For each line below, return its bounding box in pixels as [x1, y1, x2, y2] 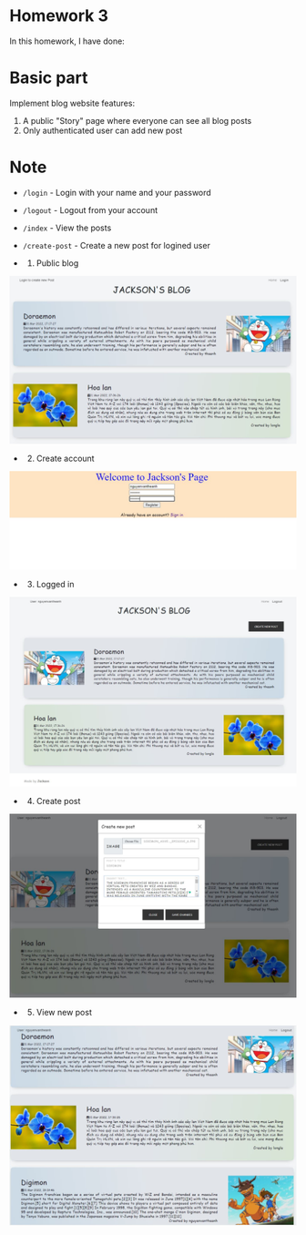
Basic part [9, 67, 88, 88]
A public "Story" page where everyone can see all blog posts [22, 115, 252, 126]
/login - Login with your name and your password [22, 187, 211, 198]
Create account [36, 453, 95, 464]
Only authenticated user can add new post [22, 125, 183, 136]
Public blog [36, 257, 79, 269]
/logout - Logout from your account [22, 204, 158, 215]
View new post [36, 1006, 93, 1017]
